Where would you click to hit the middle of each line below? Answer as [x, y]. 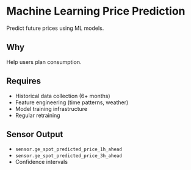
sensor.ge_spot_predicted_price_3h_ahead [68, 156]
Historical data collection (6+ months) [63, 96]
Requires [24, 81]
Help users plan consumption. [44, 62]
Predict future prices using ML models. [55, 28]
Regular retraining [38, 115]
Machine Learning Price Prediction [96, 11]
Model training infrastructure [51, 108]
